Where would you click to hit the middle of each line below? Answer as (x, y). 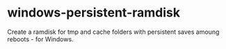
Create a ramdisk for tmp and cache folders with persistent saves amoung (113, 32)
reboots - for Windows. (41, 39)
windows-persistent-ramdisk (94, 13)
